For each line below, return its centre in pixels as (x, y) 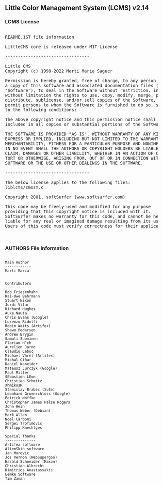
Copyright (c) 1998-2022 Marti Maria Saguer (59, 71)
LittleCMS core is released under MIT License (61, 47)
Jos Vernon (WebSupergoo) (31, 457)
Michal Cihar (18, 360)
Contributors (18, 283)
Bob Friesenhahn (21, 292)
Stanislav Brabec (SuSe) (30, 390)
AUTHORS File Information (37, 248)
